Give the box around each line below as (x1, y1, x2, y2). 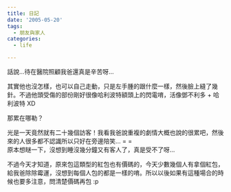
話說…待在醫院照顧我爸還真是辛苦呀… (7, 68, 115, 75)
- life (13, 42, 32, 49)
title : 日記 (7, 10, 39, 17)
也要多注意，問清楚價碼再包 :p (12, 178, 99, 185)
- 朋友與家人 (13, 29, 46, 36)
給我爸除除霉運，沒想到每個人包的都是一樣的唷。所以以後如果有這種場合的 (7, 169, 218, 177)
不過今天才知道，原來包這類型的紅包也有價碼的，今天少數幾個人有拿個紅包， (7, 160, 224, 168)
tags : (7, 23, 23, 29)
